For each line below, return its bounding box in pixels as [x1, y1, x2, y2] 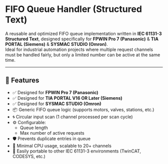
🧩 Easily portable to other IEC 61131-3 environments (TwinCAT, [12, 148, 141, 154]
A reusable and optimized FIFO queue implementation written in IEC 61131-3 [5, 30, 162, 36]
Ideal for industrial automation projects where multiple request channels [5, 46, 153, 52]
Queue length [19, 125, 48, 131]
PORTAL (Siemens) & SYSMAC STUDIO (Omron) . [5, 41, 108, 47]
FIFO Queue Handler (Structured [5, 3, 142, 15]
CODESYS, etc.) [12, 153, 46, 159]
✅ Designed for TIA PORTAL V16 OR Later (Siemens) [12, 95, 122, 101]
